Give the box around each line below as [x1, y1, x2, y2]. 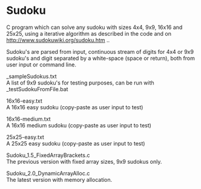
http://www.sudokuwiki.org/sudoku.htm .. [6, 36, 110, 43]
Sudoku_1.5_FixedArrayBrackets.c [6, 152, 90, 159]
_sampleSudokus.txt [6, 72, 57, 80]
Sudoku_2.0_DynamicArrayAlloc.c [6, 170, 90, 177]
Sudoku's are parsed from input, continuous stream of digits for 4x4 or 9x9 [6, 48, 194, 55]
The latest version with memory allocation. [6, 176, 113, 183]
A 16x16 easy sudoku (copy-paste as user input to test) [6, 103, 143, 111]
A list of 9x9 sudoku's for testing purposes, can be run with [6, 79, 154, 86]
